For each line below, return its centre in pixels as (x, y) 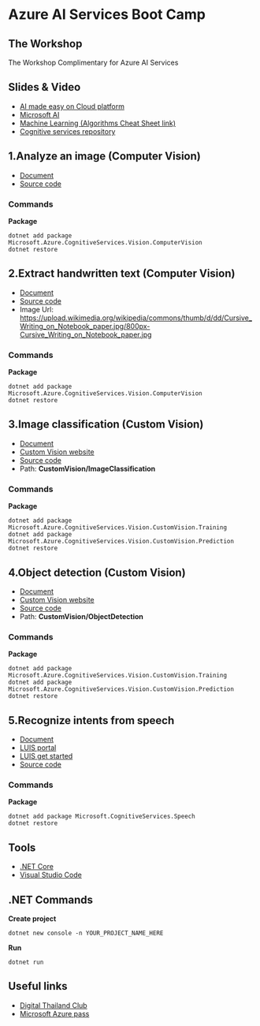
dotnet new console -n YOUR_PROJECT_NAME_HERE (86, 933)
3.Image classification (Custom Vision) (106, 425)
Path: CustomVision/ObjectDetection (81, 616)
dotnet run (26, 962)
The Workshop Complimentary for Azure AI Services (93, 62)
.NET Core (36, 867)
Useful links (38, 986)
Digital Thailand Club (54, 1005)
